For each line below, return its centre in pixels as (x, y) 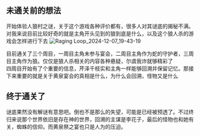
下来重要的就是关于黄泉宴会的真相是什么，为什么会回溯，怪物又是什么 (92, 75)
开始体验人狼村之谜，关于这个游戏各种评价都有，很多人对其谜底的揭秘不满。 (100, 26)
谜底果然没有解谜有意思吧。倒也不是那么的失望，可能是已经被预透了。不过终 (100, 112)
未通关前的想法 (34, 11)
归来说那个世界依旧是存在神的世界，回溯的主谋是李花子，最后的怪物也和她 (97, 119)
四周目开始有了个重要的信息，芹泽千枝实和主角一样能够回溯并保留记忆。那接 (100, 68)
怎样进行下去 (32, 41)
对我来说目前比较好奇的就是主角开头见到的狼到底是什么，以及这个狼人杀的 (97, 33)
